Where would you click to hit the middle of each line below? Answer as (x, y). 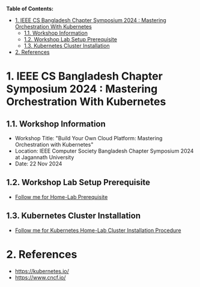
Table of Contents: (30, 9)
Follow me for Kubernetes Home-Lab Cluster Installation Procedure (98, 230)
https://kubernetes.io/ (42, 271)
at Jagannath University (44, 157)
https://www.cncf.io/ (40, 277)
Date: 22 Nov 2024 (38, 164)
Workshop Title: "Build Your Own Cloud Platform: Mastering (89, 138)
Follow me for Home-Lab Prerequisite (61, 197)
